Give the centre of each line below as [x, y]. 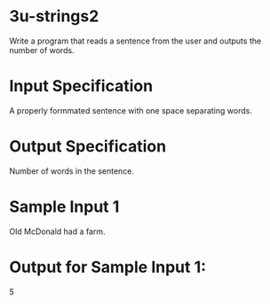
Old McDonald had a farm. [57, 231]
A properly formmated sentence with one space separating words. [131, 110]
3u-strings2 [54, 16]
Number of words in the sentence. [72, 171]
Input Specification [81, 86]
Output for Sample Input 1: [108, 267]
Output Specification [88, 147]
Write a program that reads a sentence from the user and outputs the [135, 41]
